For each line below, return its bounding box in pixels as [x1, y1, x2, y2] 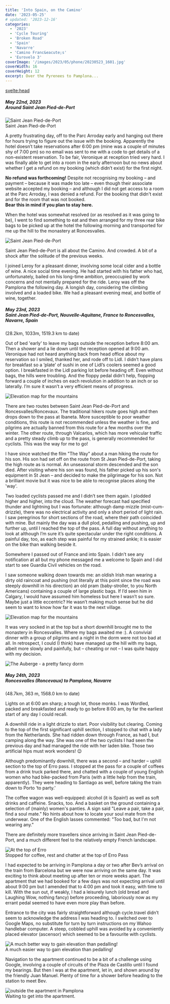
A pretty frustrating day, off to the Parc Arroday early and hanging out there [5, 133, 163, 139]
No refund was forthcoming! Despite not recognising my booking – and [5, 175, 156, 181]
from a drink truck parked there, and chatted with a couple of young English [5, 768, 164, 774]
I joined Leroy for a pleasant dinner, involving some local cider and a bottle [5, 263, 161, 269]
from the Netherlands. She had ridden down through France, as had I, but [5, 732, 159, 738]
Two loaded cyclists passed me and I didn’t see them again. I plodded [5, 493, 151, 499]
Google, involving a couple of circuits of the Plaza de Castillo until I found [5, 961, 158, 967]
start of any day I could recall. [5, 711, 67, 717]
